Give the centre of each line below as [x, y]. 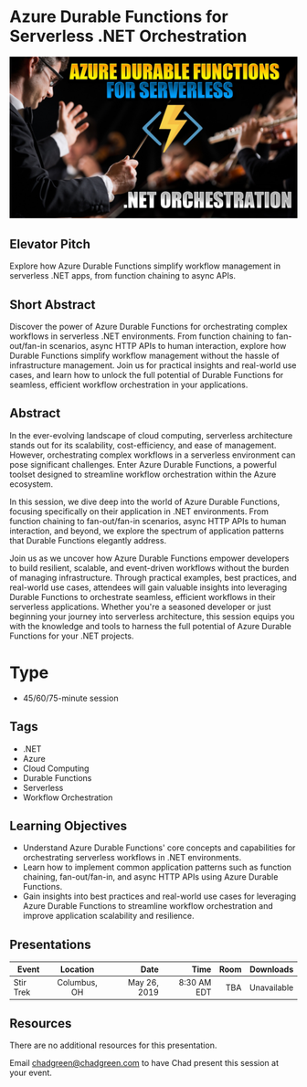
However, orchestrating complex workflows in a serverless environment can [153, 455]
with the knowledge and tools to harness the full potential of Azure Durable [151, 626]
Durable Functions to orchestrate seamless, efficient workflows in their [143, 596]
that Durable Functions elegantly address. [88, 540]
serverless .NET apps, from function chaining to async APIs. [122, 276]
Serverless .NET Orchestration [128, 36]
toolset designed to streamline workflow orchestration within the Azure [143, 474]
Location [77, 969]
